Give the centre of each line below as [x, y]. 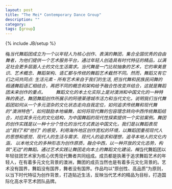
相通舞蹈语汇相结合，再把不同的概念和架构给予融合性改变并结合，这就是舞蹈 [86, 86]
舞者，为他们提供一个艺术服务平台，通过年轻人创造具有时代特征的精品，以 [83, 60]
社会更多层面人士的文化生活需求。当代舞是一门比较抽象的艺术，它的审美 [85, 67]
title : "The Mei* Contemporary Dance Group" [53, 15]
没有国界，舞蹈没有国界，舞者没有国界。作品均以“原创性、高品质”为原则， [88, 169]
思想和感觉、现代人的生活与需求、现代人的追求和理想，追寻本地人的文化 [85, 137]
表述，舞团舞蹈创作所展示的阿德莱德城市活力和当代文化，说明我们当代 [88, 99]
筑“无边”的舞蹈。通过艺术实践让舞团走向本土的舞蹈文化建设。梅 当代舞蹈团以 [86, 150]
